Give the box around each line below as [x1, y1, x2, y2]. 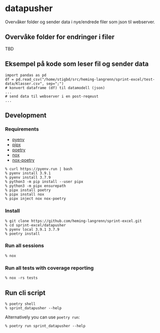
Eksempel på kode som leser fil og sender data [5, 60, 149, 68]
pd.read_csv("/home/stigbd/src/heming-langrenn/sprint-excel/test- [16, 77, 155, 82]
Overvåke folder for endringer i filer [5, 33, 115, 41]
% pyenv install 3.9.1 [5, 171, 51, 176]
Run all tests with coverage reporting [5, 264, 94, 271]
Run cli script [5, 288, 46, 297]
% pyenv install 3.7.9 [5, 175, 51, 180]
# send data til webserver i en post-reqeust [5, 94, 98, 99]
